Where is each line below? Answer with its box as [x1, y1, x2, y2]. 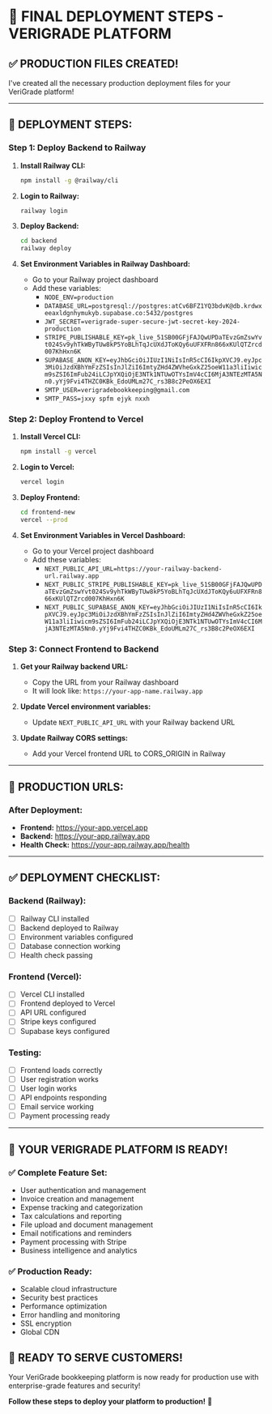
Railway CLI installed [19, 913, 90, 923]
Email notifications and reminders [19, 1228, 132, 1238]
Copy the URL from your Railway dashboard [32, 677, 180, 687]
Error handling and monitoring [19, 1310, 121, 1320]
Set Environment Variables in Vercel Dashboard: [19, 530, 186, 540]
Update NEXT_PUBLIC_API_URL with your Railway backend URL [32, 717, 236, 728]
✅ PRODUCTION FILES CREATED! [8, 57, 179, 70]
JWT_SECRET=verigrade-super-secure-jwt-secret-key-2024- [44, 318, 240, 327]
